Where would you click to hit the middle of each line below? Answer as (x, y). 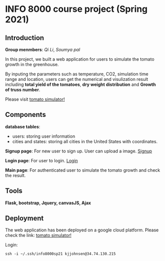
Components (25, 115)
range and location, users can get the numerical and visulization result (77, 79)
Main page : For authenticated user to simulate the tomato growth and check (83, 170)
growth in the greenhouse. (32, 64)
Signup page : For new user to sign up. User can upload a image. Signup (79, 151)
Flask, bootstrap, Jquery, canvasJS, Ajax (48, 203)
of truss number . (23, 90)
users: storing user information (44, 136)
